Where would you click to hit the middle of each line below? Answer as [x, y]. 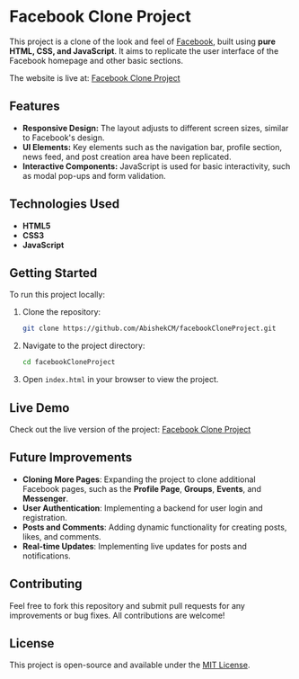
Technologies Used [64, 204]
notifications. [47, 556]
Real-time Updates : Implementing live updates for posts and [134, 546]
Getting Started [53, 273]
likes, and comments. [62, 536]
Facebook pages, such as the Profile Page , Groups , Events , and [142, 488]
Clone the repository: [62, 312]
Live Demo [40, 408]
